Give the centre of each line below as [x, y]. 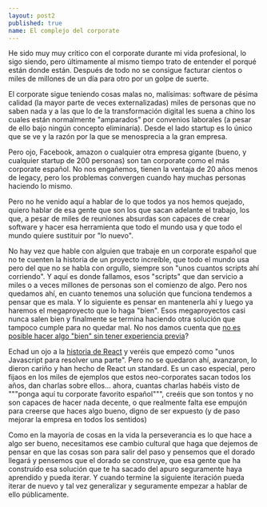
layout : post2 [32, 16]
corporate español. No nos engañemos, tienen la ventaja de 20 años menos [133, 170]
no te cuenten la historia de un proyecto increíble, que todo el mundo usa [129, 260]
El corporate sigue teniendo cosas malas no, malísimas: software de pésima [133, 94]
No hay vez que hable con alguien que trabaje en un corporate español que [133, 251]
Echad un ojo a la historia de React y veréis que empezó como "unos [122, 352]
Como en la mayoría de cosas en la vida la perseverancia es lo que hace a [130, 435]
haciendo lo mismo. [41, 186]
